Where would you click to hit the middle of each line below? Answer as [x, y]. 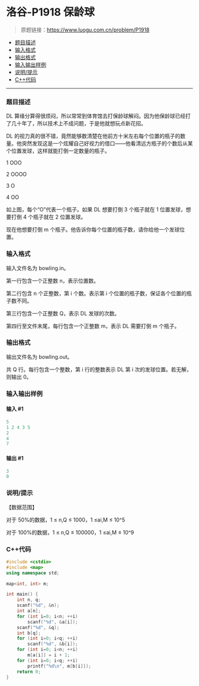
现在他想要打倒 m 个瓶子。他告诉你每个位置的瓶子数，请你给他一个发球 [93, 230]
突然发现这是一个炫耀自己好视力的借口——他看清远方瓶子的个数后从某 [107, 144]
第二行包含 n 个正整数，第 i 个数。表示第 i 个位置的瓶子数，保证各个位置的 [96, 293]
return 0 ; [29, 672]
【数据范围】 [22, 507]
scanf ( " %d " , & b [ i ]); [53, 644]
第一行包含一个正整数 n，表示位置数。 [53, 280]
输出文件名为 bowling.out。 [39, 356]
